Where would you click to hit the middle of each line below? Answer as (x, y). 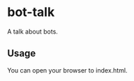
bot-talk (31, 12)
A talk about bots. (32, 31)
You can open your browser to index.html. (67, 70)
